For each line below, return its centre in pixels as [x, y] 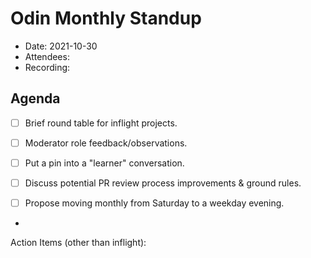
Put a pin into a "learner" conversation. [104, 163]
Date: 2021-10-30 [61, 46]
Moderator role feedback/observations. [106, 143]
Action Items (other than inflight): [78, 243]
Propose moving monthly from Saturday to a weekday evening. [154, 203]
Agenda [35, 98]
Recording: [47, 67]
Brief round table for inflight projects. [101, 123]
